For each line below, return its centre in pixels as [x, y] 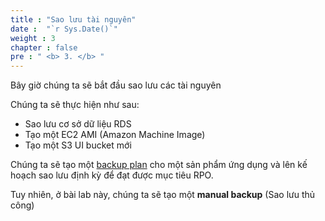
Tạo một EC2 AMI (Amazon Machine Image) [115, 135]
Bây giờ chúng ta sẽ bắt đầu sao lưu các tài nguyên [116, 85]
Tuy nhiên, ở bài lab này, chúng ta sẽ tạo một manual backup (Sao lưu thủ [163, 195]
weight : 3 [33, 38]
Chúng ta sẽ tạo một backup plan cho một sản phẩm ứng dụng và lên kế [159, 165]
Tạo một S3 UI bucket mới [78, 145]
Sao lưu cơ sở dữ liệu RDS [78, 124]
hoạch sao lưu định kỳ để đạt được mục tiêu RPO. [112, 175]
